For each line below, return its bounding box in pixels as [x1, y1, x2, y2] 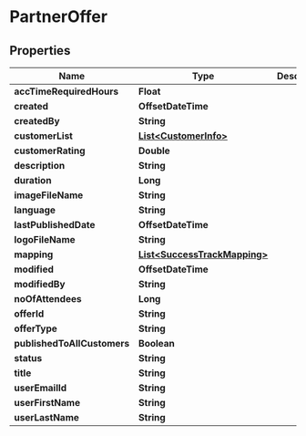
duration [14, 174, 52, 186]
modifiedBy [14, 278, 66, 290]
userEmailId [14, 381, 67, 394]
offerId [14, 307, 45, 320]
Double [138, 144, 170, 157]
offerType [14, 322, 57, 335]
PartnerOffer [9, 6, 107, 27]
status [14, 352, 43, 364]
